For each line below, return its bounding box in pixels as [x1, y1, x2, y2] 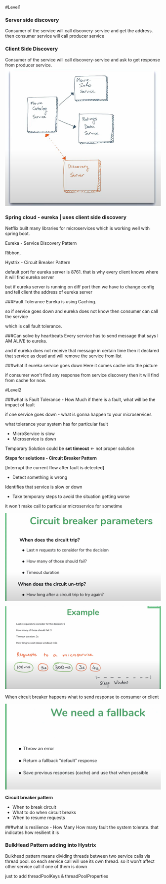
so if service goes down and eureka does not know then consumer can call [5, 308, 158, 314]
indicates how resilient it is [5, 829, 59, 835]
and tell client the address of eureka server [5, 289, 93, 295]
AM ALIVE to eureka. [5, 338, 47, 344]
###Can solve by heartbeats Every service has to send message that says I [5, 332, 159, 338]
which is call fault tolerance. [5, 323, 62, 329]
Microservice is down [12, 436, 56, 442]
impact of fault [5, 401, 35, 408]
